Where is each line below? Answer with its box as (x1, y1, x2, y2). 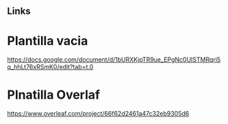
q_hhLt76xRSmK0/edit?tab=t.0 (7, 63, 94, 71)
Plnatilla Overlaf (7, 87, 101, 102)
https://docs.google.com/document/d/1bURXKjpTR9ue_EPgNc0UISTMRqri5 (7, 55, 221, 64)
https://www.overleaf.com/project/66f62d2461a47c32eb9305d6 (7, 110, 190, 118)
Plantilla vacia (7, 33, 88, 49)
